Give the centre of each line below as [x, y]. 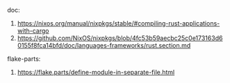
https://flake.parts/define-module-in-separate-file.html [96, 72]
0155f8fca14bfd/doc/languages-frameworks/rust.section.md [104, 45]
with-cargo [33, 31]
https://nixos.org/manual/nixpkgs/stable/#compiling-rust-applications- [118, 23]
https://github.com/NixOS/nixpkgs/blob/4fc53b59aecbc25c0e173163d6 [120, 38]
